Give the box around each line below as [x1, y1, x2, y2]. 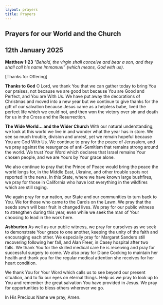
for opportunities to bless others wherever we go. [5, 285, 105, 290]
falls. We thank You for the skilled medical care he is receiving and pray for [5, 244, 155, 250]
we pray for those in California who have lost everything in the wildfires [5, 179, 148, 185]
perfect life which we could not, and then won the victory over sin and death [5, 109, 158, 115]
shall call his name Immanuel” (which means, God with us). [5, 64, 124, 70]
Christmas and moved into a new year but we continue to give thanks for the [5, 98, 158, 104]
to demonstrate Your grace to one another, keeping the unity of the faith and [5, 229, 158, 235]
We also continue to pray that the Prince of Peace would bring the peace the [5, 164, 159, 169]
